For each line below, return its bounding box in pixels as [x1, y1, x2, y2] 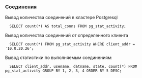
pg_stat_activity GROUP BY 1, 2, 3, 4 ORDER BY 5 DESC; [5, 68, 122, 74]
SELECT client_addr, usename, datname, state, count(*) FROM [9, 64, 138, 69]
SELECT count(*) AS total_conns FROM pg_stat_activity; [9, 24, 126, 29]
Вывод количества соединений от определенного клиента [5, 33, 129, 39]
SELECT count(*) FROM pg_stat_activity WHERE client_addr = [9, 42, 135, 47]
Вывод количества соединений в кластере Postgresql [5, 15, 118, 20]
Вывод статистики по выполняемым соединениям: [5, 55, 113, 60]
